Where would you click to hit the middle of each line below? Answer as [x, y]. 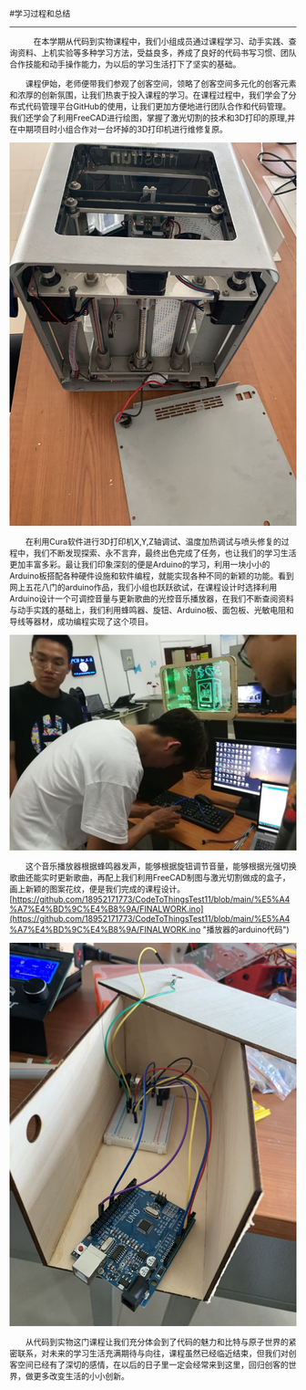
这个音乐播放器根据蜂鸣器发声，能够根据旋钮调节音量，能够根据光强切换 [161, 866]
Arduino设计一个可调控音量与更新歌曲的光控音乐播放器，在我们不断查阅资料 [152, 599]
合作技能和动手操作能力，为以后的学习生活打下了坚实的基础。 [125, 64]
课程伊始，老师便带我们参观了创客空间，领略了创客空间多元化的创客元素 [161, 84]
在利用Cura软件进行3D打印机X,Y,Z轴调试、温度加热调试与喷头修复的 [154, 542]
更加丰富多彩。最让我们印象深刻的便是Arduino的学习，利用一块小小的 [140, 564]
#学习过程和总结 [40, 13]
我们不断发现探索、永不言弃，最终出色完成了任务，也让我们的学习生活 [165, 553]
